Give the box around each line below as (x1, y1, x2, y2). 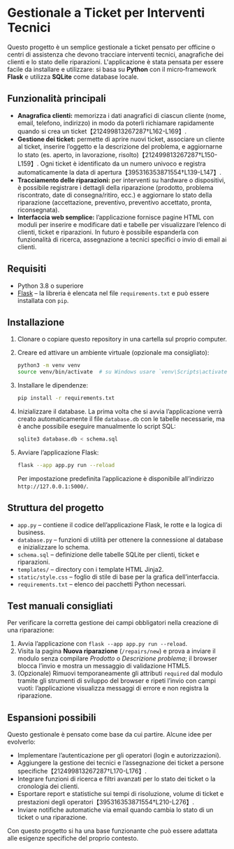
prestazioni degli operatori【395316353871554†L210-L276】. (17, 798, 194, 806)
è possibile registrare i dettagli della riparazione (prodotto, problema (17, 183, 214, 191)
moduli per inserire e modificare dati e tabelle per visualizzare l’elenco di (17, 220, 226, 228)
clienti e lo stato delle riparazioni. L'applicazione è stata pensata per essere (7, 57, 224, 66)
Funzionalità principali (7, 93, 106, 105)
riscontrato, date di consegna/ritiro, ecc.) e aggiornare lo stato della (17, 191, 212, 199)
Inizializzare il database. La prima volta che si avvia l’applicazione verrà (17, 407, 223, 415)
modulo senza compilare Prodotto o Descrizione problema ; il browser (17, 654, 218, 663)
